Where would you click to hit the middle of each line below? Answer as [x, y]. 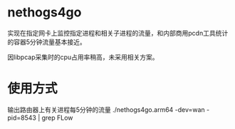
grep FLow [57, 118]
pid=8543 [22, 118]
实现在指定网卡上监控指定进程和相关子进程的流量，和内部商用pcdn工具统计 [118, 33]
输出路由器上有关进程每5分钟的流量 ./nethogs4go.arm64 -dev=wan [106, 109]
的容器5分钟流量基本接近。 [47, 42]
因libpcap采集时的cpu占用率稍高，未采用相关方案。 [83, 57]
